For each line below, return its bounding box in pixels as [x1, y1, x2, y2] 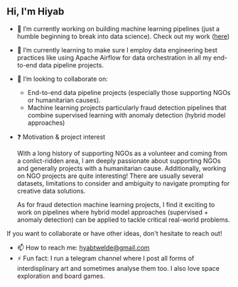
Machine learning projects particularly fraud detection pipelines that [27, 103, 227, 112]
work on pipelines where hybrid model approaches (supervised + [16, 208, 209, 216]
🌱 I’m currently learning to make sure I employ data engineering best [16, 45, 218, 54]
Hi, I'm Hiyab [6, 6, 65, 18]
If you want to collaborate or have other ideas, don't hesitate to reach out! [6, 229, 222, 237]
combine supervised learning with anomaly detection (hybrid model [27, 111, 226, 119]
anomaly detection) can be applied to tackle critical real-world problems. [16, 215, 230, 224]
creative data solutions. [16, 186, 86, 195]
